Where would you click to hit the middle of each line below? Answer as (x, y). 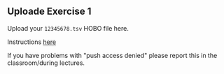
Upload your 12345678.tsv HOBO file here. (68, 28)
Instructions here (32, 42)
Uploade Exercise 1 (49, 12)
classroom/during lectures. (46, 63)
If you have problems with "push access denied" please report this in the (112, 55)
